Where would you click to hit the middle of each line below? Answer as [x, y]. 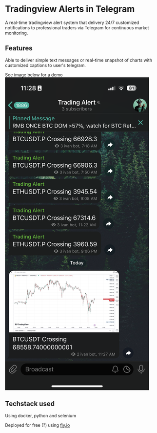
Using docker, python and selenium [41, 415]
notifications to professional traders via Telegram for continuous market [77, 27]
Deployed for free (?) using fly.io [38, 425]
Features [19, 48]
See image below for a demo [34, 75]
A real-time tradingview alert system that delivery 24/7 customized [72, 22]
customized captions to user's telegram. [46, 65]
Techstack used [30, 404]
